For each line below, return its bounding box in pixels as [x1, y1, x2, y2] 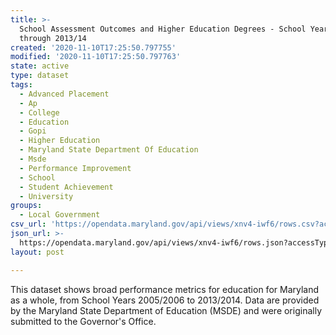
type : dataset [10, 71, 70, 81]
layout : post [10, 247, 65, 257]
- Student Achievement [19, 182, 114, 192]
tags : [10, 80, 33, 90]
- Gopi [19, 126, 47, 136]
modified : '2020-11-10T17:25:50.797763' [10, 52, 182, 62]
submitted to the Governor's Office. [10, 315, 157, 327]
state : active [10, 61, 70, 71]
